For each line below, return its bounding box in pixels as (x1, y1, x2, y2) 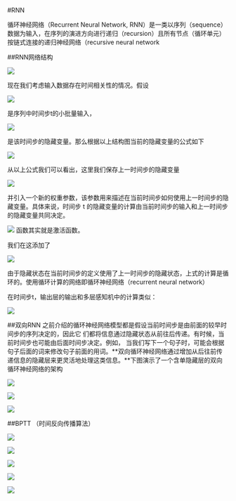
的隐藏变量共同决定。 (7, 211, 69, 219)
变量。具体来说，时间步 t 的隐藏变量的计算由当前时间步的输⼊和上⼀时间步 (13, 202, 228, 210)
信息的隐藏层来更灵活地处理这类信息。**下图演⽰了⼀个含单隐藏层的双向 (13, 356, 223, 364)
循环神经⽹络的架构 (7, 365, 63, 373)
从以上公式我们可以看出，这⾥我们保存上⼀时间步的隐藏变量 (7, 165, 180, 174)
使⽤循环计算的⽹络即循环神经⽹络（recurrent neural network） (25, 278, 209, 286)
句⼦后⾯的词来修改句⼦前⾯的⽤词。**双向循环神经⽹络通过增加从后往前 (7, 347, 217, 356)
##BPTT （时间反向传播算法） (7, 419, 95, 427)
